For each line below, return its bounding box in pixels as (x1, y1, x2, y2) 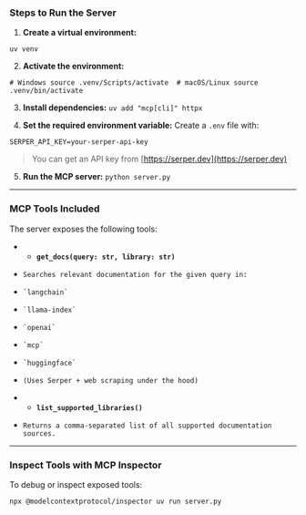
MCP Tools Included (9, 202, 100, 215)
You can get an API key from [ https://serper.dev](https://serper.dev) (31, 153, 288, 165)
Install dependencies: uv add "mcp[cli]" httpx (22, 102, 203, 113)
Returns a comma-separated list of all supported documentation (22, 421, 272, 430)
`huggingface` (22, 358, 76, 367)
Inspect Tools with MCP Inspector (9, 458, 162, 471)
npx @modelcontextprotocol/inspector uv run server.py (9, 497, 222, 506)
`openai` (22, 323, 56, 332)
